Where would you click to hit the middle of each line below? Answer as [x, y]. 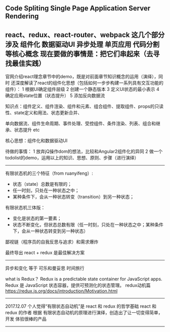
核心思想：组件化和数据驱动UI [36, 141]
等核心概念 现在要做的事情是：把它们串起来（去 [79, 54]
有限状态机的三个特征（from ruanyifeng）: [49, 173]
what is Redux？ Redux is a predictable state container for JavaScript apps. [84, 279]
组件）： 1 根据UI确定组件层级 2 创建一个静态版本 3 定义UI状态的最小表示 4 [82, 89]
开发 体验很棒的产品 [26, 319]
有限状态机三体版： [25, 208]
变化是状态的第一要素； [37, 218]
